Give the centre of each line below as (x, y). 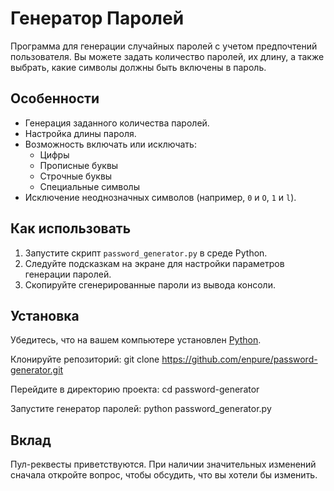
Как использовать (71, 228)
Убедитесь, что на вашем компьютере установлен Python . (136, 340)
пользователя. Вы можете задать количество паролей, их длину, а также (167, 56)
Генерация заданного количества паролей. (117, 123)
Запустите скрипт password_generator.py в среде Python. (146, 253)
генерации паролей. (68, 274)
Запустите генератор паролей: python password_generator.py (141, 409)
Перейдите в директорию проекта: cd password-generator (135, 389)
